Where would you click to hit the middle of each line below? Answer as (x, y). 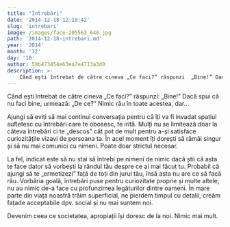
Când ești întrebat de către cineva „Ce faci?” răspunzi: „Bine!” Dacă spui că (113, 96)
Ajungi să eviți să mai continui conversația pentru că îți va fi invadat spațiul (112, 117)
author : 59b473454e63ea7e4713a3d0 (56, 64)
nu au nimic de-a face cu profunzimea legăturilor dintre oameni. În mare (108, 188)
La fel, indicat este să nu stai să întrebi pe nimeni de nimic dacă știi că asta (112, 159)
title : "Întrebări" (35, 13)
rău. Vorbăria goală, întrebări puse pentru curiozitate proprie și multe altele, (113, 181)
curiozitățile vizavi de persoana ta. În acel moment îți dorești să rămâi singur (114, 139)
